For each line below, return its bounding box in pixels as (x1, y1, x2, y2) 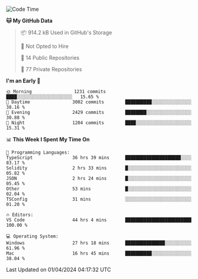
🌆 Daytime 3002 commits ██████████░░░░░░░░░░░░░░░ (6, 99, 192, 105)
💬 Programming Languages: (6, 150, 70, 156)
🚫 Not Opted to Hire (20, 43, 69, 50)
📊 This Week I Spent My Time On (6, 136, 90, 142)
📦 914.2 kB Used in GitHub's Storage (20, 29, 112, 36)
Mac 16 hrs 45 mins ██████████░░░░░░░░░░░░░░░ (6, 251, 192, 256)
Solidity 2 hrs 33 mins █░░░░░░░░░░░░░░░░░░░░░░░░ (6, 165, 192, 171)
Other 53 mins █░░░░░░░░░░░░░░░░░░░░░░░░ (6, 186, 192, 192)
